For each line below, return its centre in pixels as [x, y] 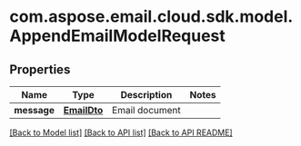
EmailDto [83, 110]
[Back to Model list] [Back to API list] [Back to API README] [121, 132]
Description [146, 95]
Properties [40, 69]
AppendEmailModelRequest [117, 36]
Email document [147, 110]
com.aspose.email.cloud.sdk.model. [151, 17]
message [34, 110]
